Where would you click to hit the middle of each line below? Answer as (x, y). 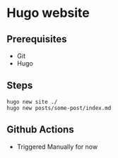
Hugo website (48, 13)
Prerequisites (37, 39)
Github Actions (41, 129)
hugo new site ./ (32, 102)
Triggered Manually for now (57, 147)
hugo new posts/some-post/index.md (59, 108)
